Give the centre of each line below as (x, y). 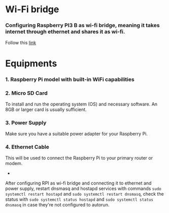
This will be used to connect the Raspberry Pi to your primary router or (79, 158)
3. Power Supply (26, 122)
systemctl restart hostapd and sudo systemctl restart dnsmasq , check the (84, 194)
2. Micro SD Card (27, 93)
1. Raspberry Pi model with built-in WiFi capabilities (70, 79)
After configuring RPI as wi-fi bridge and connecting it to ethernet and (78, 183)
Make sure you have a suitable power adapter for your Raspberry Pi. (77, 134)
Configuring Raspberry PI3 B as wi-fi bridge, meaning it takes (82, 25)
